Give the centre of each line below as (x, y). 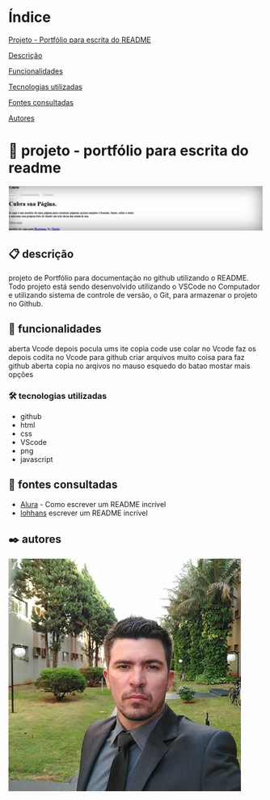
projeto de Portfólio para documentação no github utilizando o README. (129, 277)
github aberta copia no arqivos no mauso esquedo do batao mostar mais (129, 366)
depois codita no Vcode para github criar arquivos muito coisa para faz (127, 357)
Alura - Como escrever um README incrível (93, 504)
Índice (30, 17)
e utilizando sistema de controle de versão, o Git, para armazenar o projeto (133, 294)
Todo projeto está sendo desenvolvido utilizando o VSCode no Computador (134, 286)
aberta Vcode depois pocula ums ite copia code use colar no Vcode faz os (132, 349)
